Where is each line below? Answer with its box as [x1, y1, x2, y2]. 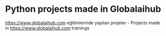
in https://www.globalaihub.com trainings [5, 25, 89, 31]
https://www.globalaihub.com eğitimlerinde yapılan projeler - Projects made [5, 20, 161, 26]
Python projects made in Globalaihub [5, 3, 162, 15]
